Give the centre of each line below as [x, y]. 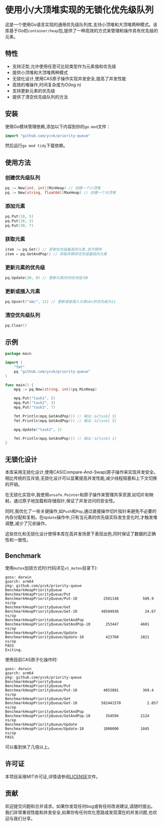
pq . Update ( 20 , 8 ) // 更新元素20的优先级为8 [47, 278]
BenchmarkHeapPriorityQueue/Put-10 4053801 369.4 [79, 690]
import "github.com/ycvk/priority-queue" [48, 136]
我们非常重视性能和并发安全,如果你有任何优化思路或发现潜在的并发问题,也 [79, 812]
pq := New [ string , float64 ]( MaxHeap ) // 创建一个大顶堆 [61, 193]
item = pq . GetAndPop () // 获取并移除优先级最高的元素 [56, 254]
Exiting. [14, 650]
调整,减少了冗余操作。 [27, 523]
